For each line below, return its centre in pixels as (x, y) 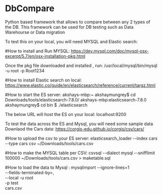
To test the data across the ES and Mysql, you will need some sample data (79, 124)
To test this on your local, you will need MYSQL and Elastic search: (71, 41)
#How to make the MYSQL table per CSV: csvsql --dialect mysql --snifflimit (80, 153)
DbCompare (30, 8)
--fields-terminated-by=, (29, 172)
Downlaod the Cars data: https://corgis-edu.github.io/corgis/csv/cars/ (75, 129)
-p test (12, 183)
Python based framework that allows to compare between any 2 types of (78, 22)
